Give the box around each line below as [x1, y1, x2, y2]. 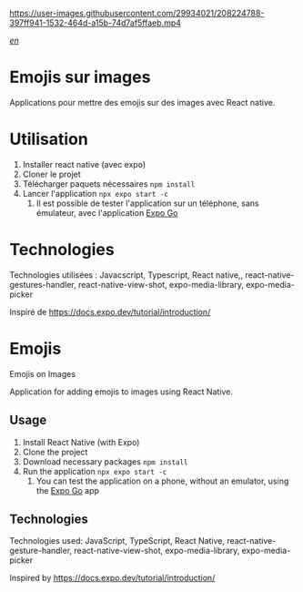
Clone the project [22, 446, 88, 457]
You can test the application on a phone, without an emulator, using [35, 475, 289, 486]
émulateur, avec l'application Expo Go [35, 207, 178, 218]
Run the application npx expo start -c [22, 465, 167, 476]
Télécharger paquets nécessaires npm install [22, 178, 196, 189]
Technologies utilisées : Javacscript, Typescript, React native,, [9, 269, 244, 281]
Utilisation [9, 129, 88, 149]
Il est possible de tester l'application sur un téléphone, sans [35, 198, 259, 209]
